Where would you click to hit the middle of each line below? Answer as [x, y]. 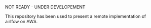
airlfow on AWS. [21, 21]
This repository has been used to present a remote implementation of [76, 16]
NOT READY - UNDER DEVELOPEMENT [45, 7]
